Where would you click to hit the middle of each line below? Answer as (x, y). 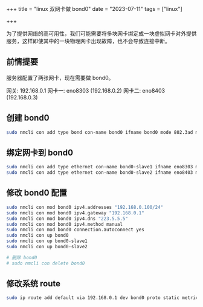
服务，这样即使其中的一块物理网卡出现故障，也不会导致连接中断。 (88, 41)
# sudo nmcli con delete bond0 (46, 263)
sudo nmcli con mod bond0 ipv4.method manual (64, 224)
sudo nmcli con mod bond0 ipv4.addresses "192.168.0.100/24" (85, 207)
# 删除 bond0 (22, 257)
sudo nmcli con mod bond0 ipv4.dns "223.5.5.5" (67, 219)
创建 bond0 (28, 118)
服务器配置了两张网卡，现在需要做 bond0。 (60, 78)
